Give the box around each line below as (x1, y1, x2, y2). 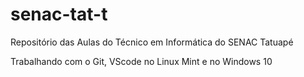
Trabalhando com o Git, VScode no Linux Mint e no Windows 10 (10, 55, 273, 67)
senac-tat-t (10, 3, 108, 26)
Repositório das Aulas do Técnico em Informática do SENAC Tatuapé (10, 36, 294, 48)
